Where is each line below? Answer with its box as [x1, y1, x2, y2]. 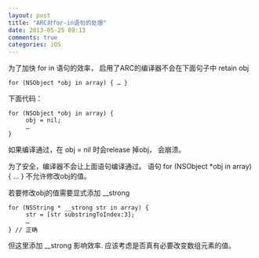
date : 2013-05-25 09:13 [8, 26, 86, 34]
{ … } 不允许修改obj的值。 [8, 171, 92, 181]
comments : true [8, 33, 58, 42]
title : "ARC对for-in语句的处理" [8, 19, 108, 27]
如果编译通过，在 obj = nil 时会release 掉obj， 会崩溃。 [8, 145, 186, 154]
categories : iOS [8, 41, 61, 49]
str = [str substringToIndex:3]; [25, 211, 135, 219]
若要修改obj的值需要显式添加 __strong [8, 188, 130, 197]
